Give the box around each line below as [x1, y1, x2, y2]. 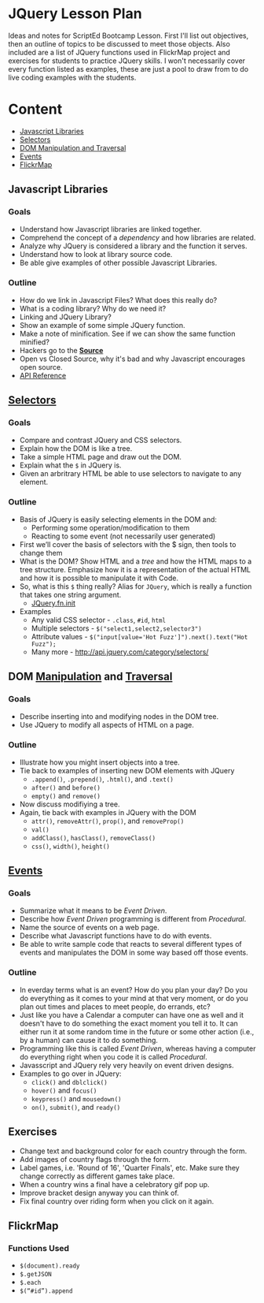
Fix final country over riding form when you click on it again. [19, 1196, 214, 1206]
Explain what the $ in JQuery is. [19, 460, 122, 470]
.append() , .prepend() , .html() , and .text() [31, 774, 174, 784]
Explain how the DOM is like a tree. [19, 443, 133, 453]
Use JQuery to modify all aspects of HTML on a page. [19, 720, 195, 729]
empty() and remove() [31, 791, 101, 800]
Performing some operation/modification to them [31, 523, 190, 532]
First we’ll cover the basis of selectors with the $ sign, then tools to [19, 539, 236, 549]
